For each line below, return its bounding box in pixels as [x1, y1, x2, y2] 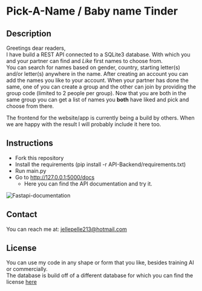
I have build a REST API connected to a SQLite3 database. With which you [6, 51, 191, 58]
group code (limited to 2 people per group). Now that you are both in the [6, 90, 186, 96]
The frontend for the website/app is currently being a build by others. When [6, 114, 195, 121]
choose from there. [6, 102, 54, 110]
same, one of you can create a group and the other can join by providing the [6, 83, 197, 90]
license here [6, 278, 37, 286]
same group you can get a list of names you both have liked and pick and [6, 96, 189, 103]
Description [6, 28, 51, 39]
